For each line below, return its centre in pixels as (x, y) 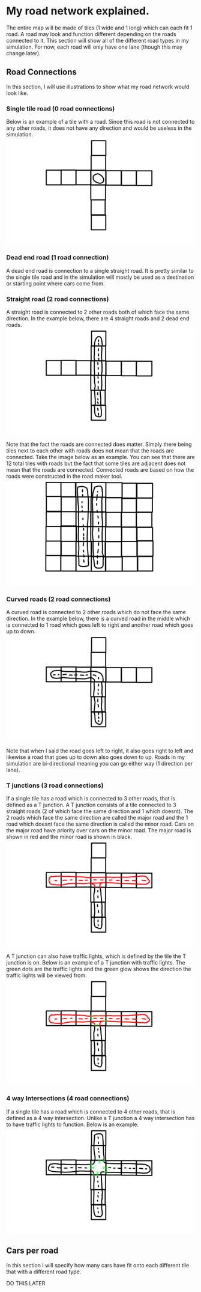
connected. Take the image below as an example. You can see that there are (100, 457)
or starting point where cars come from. (55, 283)
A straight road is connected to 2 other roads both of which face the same (98, 312)
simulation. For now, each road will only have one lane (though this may (94, 47)
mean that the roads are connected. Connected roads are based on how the (100, 469)
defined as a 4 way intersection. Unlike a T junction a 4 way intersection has (100, 1118)
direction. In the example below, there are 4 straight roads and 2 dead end (98, 318)
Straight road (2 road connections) (58, 299)
